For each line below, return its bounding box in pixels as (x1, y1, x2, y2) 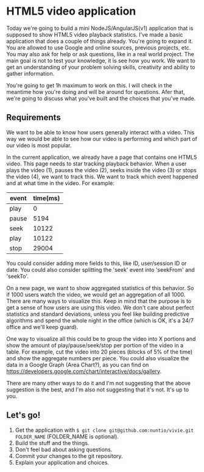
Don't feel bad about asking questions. (15, 446, 113, 453)
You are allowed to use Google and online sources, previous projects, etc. (6, 44, 191, 51)
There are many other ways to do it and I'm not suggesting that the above (6, 379, 191, 387)
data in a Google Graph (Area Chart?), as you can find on (6, 361, 149, 368)
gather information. (6, 70, 55, 77)
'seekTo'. (6, 272, 29, 280)
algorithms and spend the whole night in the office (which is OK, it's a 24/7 (6, 316, 194, 324)
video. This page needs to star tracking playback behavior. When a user (6, 160, 187, 167)
